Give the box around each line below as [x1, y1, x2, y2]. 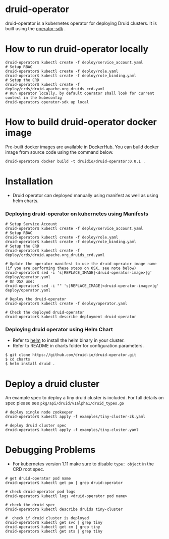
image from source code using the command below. [5, 149, 114, 155]
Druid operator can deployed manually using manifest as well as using [12, 192, 158, 198]
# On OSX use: [5, 279, 35, 284]
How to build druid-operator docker [5, 116, 157, 128]
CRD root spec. [12, 466, 44, 472]
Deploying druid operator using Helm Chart [5, 326, 114, 333]
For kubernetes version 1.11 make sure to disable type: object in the [12, 461, 154, 467]
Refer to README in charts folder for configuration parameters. [12, 343, 144, 349]
